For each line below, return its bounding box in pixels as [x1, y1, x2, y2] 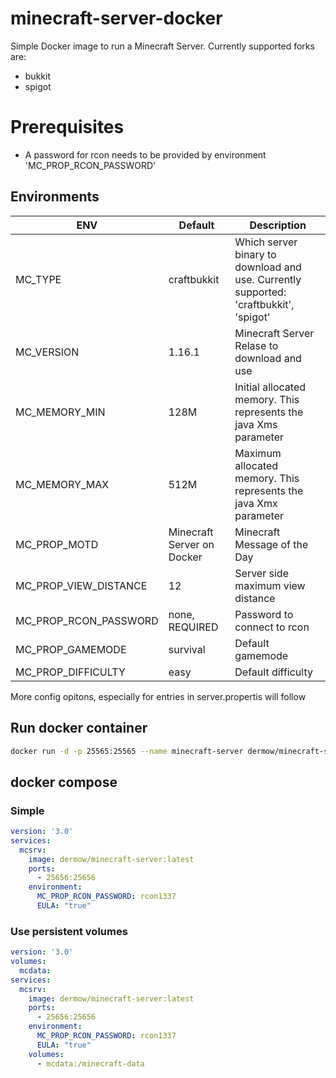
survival [168, 642, 206, 656]
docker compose [10, 773, 118, 791]
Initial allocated [234, 380, 307, 394]
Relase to [234, 338, 279, 352]
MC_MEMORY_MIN [15, 405, 106, 419]
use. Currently [234, 272, 302, 286]
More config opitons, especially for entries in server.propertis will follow [10, 690, 307, 702]
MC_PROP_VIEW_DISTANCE [15, 578, 148, 592]
